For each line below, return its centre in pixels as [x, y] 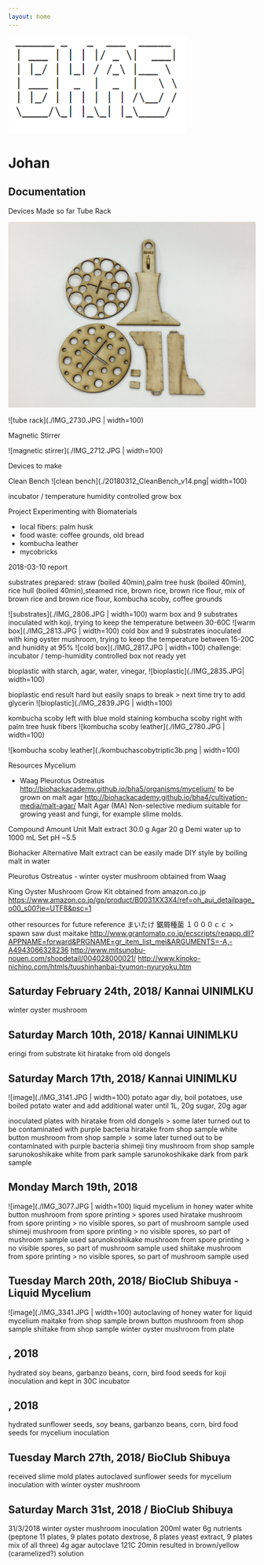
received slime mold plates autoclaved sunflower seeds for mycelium [120, 1476]
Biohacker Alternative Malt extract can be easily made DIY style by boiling [128, 852]
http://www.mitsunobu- [108, 950]
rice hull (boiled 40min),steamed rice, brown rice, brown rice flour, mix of [126, 590]
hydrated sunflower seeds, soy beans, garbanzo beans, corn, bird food [123, 1424]
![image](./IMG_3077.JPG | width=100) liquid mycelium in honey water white [131, 1206]
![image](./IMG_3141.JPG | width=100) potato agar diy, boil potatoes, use [125, 1098]
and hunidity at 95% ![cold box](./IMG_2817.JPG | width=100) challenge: [125, 647]
